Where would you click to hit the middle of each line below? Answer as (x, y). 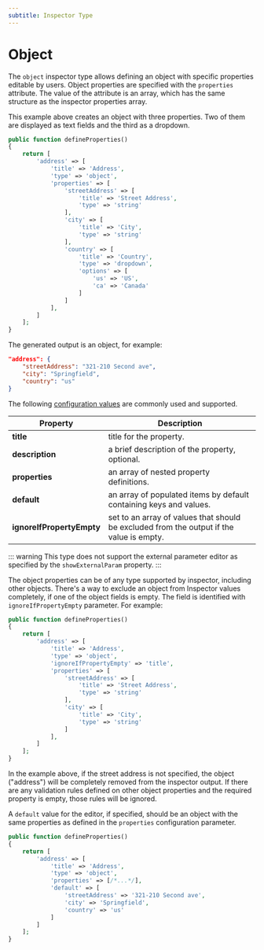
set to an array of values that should (174, 517)
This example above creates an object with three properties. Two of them (127, 117)
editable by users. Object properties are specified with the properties (121, 84)
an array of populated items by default (178, 495)
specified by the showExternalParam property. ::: (85, 565)
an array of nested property (159, 472)
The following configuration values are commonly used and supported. (123, 403)
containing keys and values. (159, 504)
